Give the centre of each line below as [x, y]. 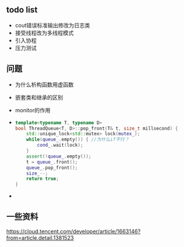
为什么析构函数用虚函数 [44, 85]
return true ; [43, 179]
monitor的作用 [33, 110]
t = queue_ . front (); [52, 162]
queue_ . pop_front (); [52, 168]
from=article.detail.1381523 [40, 237]
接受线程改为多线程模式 [44, 33]
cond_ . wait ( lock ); [60, 145]
